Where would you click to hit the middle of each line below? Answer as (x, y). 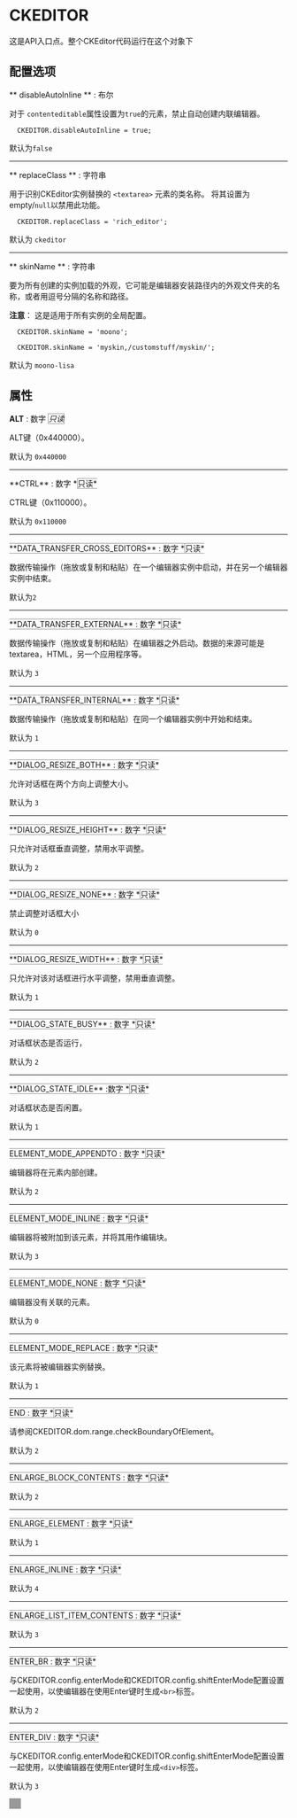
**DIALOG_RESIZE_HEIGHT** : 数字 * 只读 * (88, 829)
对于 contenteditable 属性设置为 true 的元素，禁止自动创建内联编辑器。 (137, 113)
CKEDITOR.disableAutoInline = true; (84, 130)
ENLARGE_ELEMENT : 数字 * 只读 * (71, 1523)
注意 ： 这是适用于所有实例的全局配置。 (80, 315)
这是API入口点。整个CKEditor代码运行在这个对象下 (101, 41)
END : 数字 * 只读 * (41, 1412)
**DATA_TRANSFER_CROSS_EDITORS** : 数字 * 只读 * (107, 548)
